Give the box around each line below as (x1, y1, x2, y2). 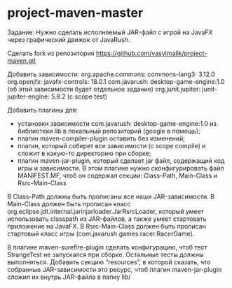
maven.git (7, 56, 36, 64)
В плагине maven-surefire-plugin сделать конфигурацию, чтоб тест (7, 243, 207, 251)
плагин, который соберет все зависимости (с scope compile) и (17, 141, 206, 150)
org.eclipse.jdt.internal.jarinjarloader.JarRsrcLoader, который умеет (7, 207, 205, 215)
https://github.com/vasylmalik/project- (95, 49, 207, 57)
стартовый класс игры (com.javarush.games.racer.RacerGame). (7, 229, 195, 238)
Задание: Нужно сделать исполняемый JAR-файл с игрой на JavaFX (7, 28, 213, 36)
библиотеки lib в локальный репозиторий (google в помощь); (17, 127, 201, 135)
